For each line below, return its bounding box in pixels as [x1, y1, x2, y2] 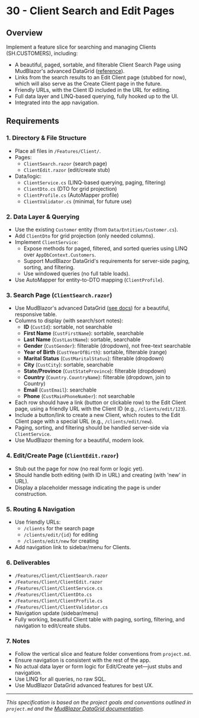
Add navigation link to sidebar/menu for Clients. [14, 543, 131, 550]
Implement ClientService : [14, 238, 79, 245]
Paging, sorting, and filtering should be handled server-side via [14, 424, 169, 431]
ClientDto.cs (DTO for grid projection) [23, 185, 117, 192]
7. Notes [6, 637, 30, 645]
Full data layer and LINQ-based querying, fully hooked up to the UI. [14, 93, 179, 100]
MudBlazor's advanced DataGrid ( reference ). [14, 68, 125, 75]
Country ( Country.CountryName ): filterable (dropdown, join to [23, 374, 171, 381]
